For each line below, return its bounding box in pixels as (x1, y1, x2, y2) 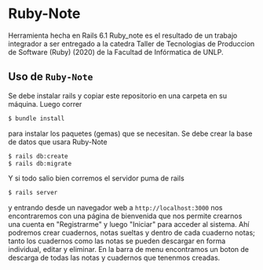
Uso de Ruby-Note (8, 70, 93, 83)
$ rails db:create (8, 152, 68, 160)
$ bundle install (8, 115, 65, 122)
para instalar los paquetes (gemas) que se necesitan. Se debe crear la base (8, 129, 253, 138)
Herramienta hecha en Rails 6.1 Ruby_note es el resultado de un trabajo (8, 31, 238, 40)
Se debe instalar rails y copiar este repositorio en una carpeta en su (8, 91, 228, 100)
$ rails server (8, 189, 58, 197)
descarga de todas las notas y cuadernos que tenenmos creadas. (8, 253, 221, 263)
